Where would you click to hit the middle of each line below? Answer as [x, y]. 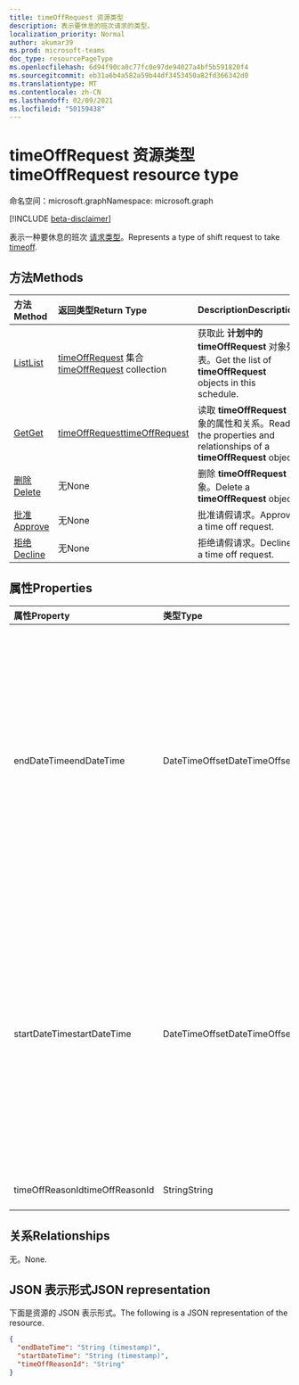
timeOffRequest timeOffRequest [123, 433]
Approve [32, 527]
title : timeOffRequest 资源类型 [67, 17]
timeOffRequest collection [112, 369]
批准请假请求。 [229, 515]
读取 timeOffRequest [242, 410]
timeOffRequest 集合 [101, 358]
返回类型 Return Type [102, 310]
